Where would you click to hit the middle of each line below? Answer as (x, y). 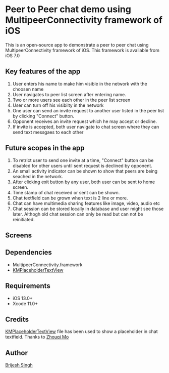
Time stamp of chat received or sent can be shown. (66, 192)
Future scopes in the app (45, 148)
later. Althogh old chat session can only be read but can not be (78, 214)
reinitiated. (24, 219)
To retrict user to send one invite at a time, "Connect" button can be (83, 160)
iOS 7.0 (13, 55)
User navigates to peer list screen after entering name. (69, 94)
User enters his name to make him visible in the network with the (80, 84)
